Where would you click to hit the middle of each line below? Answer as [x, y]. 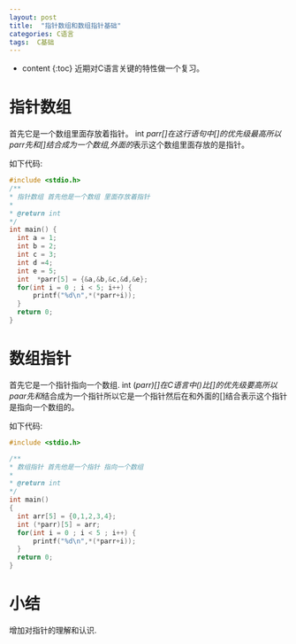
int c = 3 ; [37, 255]
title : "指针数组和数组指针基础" [65, 26]
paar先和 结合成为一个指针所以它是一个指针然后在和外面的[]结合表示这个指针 [148, 396]
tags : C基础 [32, 42]
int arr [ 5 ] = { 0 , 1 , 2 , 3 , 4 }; [67, 516]
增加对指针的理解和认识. [53, 630]
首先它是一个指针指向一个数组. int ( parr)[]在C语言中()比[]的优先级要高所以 [144, 384]
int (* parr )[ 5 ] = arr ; [59, 524]
